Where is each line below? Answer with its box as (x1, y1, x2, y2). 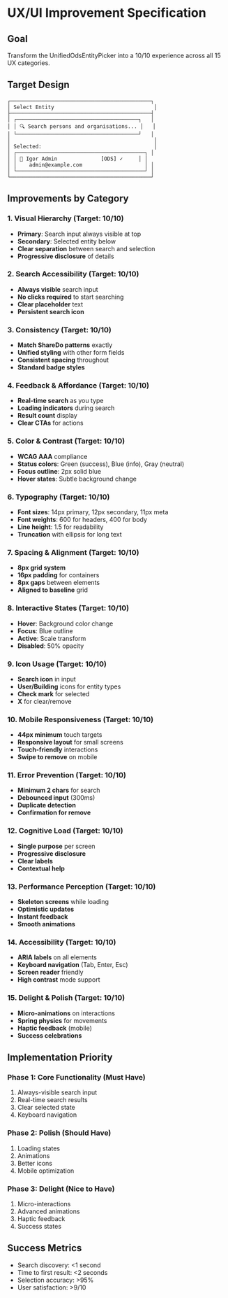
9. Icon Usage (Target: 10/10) (7, 659, 107, 669)
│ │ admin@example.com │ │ (7, 161, 155, 169)
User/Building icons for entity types (17, 682, 121, 691)
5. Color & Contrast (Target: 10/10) (7, 436, 126, 446)
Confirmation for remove (17, 808, 91, 817)
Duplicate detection (17, 801, 77, 810)
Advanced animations (17, 1207, 80, 1215)
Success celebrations (17, 1031, 82, 1040)
